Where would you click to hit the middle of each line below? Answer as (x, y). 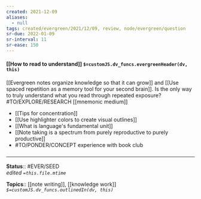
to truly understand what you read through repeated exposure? (84, 96)
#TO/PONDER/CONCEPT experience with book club (79, 145)
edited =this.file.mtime (36, 173)
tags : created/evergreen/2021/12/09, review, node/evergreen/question (96, 28)
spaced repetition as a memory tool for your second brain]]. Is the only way (99, 89)
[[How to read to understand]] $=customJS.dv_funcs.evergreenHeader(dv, (97, 64)
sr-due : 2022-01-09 (31, 34)
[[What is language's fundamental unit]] (64, 126)
